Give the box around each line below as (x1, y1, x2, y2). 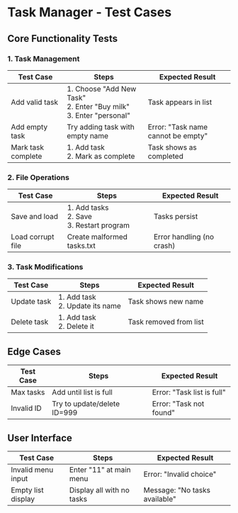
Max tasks (11, 388, 45, 398)
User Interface (7, 432, 73, 444)
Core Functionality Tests (7, 33, 118, 45)
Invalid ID (11, 403, 42, 413)
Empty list (11, 485, 44, 495)
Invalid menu (11, 465, 54, 475)
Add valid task (11, 97, 59, 107)
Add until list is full (52, 388, 113, 398)
